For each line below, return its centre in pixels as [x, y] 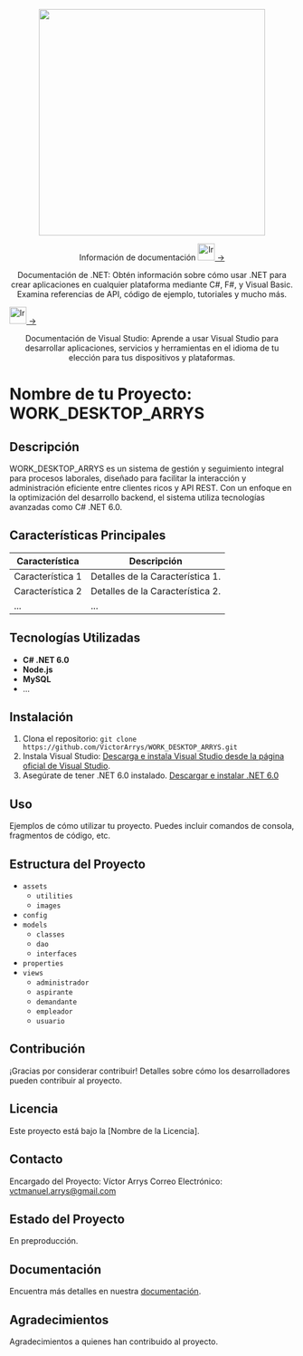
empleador [55, 1012]
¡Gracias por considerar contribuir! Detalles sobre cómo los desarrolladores [150, 1071]
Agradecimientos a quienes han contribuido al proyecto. [114, 1342]
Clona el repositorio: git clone [80, 739]
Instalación [42, 717]
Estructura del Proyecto [78, 864]
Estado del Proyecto [67, 1219]
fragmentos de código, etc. [60, 836]
